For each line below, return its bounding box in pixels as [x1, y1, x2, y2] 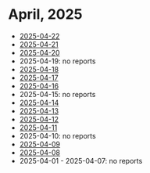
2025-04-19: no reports [19, 56, 96, 66]
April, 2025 [8, 5, 83, 23]
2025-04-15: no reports [19, 89, 96, 99]
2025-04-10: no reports [19, 131, 96, 140]
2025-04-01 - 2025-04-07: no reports [19, 156, 143, 165]
